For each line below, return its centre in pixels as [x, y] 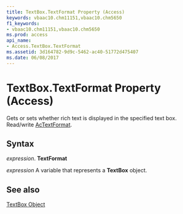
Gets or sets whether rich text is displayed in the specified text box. [91, 118]
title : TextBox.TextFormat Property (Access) [65, 12]
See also [23, 190]
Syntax [20, 144]
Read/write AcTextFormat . [39, 124]
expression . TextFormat [37, 159]
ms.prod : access [27, 35]
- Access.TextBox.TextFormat [44, 47]
